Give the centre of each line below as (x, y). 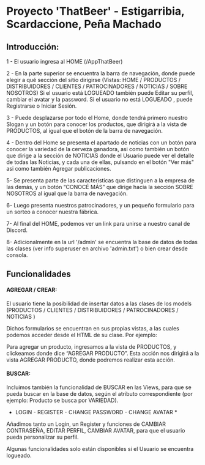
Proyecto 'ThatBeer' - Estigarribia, (95, 11)
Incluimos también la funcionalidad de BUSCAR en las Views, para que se (99, 387)
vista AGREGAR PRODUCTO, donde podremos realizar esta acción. (91, 360)
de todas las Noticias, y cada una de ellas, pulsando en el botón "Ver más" (100, 162)
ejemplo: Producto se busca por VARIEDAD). (62, 400)
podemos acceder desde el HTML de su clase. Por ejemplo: (82, 335)
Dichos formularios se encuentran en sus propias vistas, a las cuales (93, 328)
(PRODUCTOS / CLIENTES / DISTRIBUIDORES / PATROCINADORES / (92, 310)
